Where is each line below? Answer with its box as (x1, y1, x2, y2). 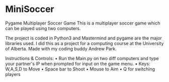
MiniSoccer (5, 3, 54, 15)
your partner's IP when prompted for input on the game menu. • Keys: (5, 60, 150, 66)
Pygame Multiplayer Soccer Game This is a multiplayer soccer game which (5, 20, 160, 26)
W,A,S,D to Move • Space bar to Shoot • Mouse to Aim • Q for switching (5, 66, 155, 72)
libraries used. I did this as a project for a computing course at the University (5, 40, 164, 46)
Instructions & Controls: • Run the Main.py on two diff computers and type (5, 55, 159, 61)
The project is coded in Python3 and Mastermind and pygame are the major (5, 35, 162, 41)
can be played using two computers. (5, 25, 81, 31)
